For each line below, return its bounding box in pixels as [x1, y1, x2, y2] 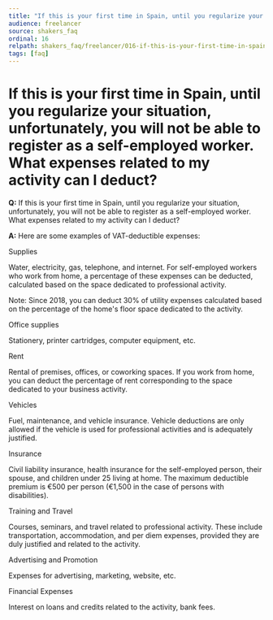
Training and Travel [8, 505, 73, 516]
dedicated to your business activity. [8, 384, 128, 394]
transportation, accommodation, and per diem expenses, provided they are [8, 530, 260, 540]
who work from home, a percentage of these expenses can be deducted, [8, 271, 253, 280]
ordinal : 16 [8, 34, 49, 43]
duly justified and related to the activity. [8, 539, 141, 548]
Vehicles [8, 400, 37, 410]
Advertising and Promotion [8, 554, 98, 565]
